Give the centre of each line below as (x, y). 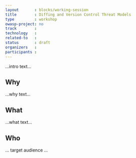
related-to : (21, 38)
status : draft (28, 43)
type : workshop (31, 19)
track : (21, 29)
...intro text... (18, 66)
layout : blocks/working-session (47, 10)
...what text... (19, 122)
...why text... (18, 94)
